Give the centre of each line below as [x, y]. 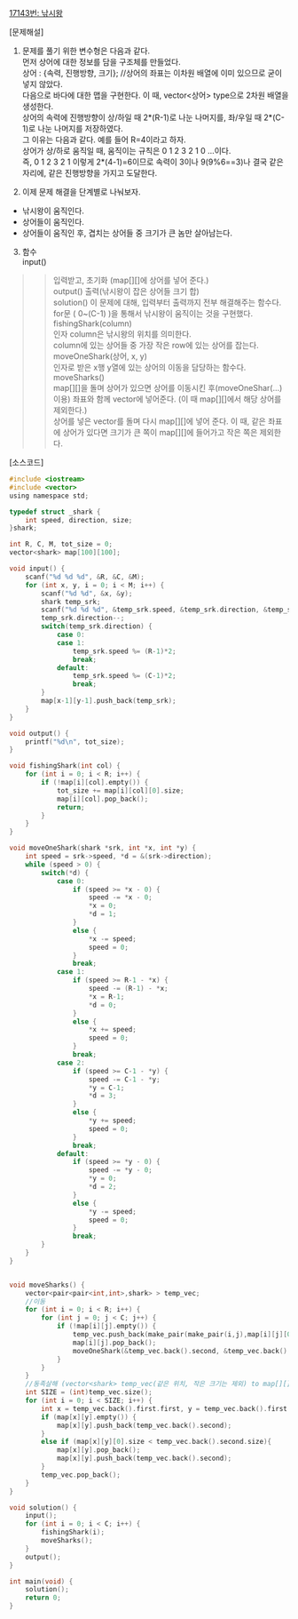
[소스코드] [27, 462]
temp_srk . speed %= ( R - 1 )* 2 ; [124, 651]
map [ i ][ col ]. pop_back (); [102, 799]
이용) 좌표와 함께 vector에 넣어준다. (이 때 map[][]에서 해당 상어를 [167, 399]
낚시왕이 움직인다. [53, 211]
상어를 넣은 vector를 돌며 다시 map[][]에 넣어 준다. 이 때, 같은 [159, 421]
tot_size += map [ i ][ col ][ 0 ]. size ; [120, 790]
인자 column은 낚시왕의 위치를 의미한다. [122, 334]
